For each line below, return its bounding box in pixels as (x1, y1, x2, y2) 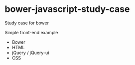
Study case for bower (4, 20, 49, 26)
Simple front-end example (4, 29, 58, 35)
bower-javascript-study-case (4, 3, 130, 15)
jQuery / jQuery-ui (11, 50, 49, 56)
